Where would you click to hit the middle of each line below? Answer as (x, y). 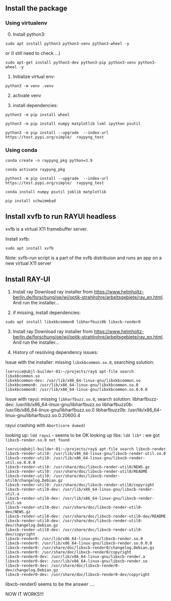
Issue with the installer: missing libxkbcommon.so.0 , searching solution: (80, 362)
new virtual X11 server (28, 263)
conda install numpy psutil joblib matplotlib (56, 192)
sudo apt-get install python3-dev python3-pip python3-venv (71, 63)
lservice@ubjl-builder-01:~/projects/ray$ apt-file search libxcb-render (86, 449)
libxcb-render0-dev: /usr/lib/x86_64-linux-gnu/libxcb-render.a (75, 556)
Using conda (21, 150)
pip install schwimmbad (31, 201)
